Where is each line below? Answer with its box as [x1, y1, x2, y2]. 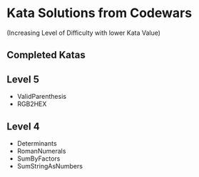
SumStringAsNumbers [16, 161, 83, 170]
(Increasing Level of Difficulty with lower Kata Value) [6, 28, 161, 37]
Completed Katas [6, 49, 86, 61]
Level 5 [6, 73, 40, 85]
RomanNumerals [16, 146, 66, 155]
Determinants [16, 139, 58, 147]
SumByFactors [16, 154, 61, 163]
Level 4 [6, 120, 40, 132]
